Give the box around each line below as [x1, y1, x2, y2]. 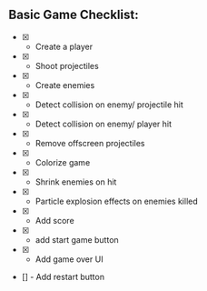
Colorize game [34, 156, 91, 167]
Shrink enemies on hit [34, 176, 117, 187]
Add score [34, 215, 74, 226]
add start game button [34, 234, 119, 245]
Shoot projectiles [34, 60, 99, 71]
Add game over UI [34, 254, 103, 265]
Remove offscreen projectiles [34, 137, 145, 148]
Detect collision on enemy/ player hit [34, 118, 172, 129]
